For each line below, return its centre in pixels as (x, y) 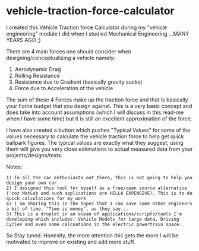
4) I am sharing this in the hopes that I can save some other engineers (99, 204)
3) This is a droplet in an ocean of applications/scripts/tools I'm (94, 214)
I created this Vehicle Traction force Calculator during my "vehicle (87, 27)
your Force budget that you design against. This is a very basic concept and (99, 106)
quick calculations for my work (46, 198)
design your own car (32, 183)
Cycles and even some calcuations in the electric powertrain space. (94, 224)
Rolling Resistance (37, 75)
